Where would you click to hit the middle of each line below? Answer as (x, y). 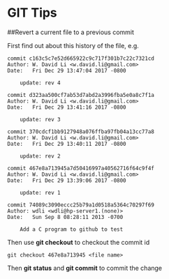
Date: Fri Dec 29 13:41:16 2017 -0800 (67, 107)
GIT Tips (32, 13)
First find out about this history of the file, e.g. (73, 45)
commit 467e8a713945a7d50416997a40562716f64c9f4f (81, 168)
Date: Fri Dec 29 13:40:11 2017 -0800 (67, 144)
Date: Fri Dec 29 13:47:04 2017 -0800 (67, 70)
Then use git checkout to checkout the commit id (79, 242)
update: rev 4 (40, 83)
